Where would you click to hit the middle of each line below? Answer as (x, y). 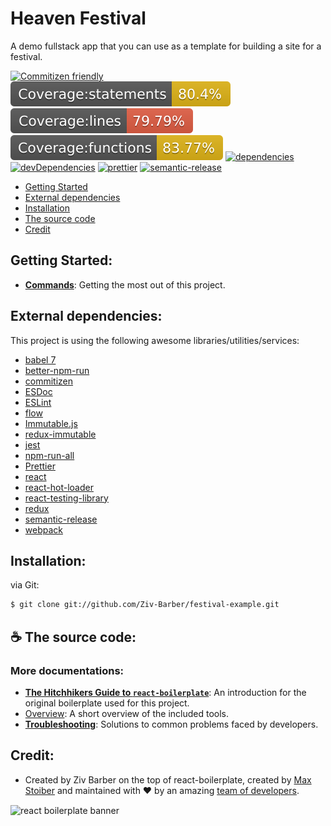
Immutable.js (51, 423)
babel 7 (40, 359)
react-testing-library (66, 498)
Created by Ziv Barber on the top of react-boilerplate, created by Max (168, 779)
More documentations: (67, 670)
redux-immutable (60, 434)
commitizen (49, 381)
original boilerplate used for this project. (107, 703)
